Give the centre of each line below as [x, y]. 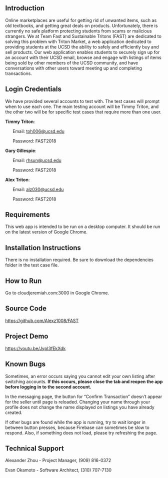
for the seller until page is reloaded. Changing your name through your [78, 401]
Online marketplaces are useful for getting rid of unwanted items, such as [81, 20]
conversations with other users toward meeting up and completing [74, 68]
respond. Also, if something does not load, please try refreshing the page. [81, 432]
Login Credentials [33, 89]
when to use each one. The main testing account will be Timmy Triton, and [82, 106]
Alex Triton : [17, 179]
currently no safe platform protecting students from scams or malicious [78, 31]
